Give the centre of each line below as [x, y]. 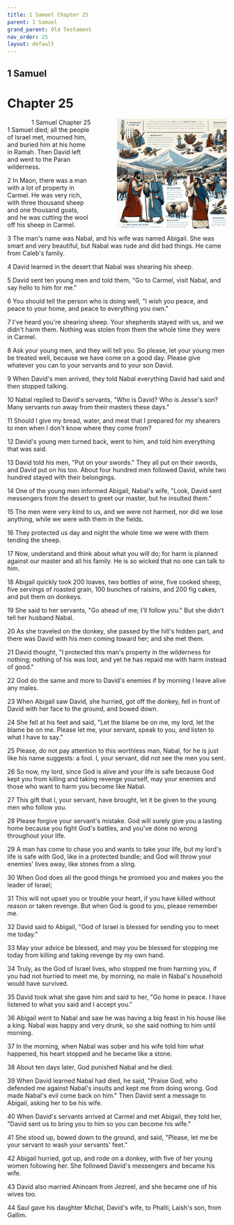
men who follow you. [37, 807]
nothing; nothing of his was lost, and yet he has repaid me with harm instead [117, 660]
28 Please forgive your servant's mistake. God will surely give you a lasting [115, 821]
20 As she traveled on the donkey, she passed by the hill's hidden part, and [115, 631]
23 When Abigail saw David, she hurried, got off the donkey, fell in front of [114, 702]
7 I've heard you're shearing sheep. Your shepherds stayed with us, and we [116, 322]
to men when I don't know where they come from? [79, 428]
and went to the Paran [39, 160]
